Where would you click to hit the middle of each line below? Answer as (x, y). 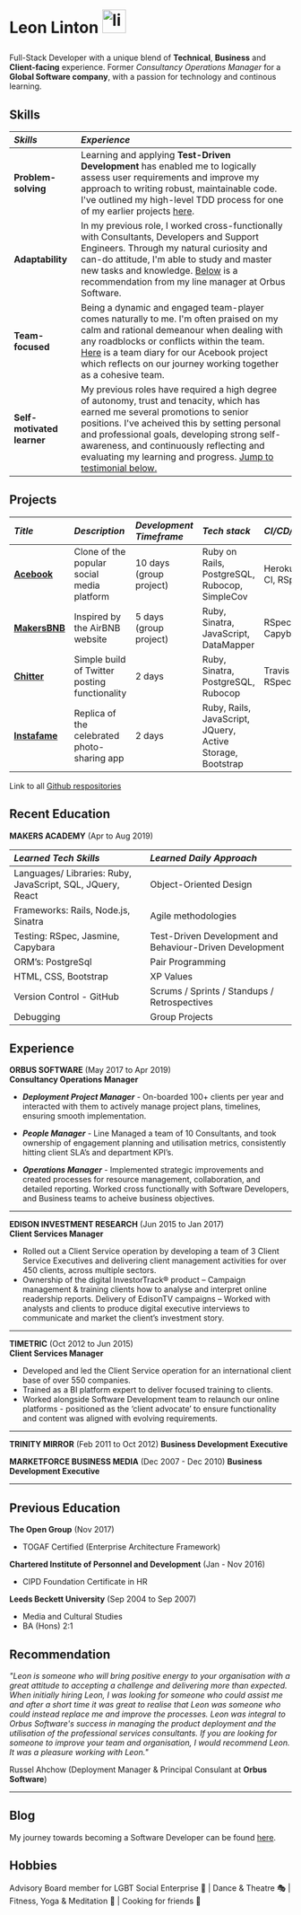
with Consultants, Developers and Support (170, 237)
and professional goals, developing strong (169, 434)
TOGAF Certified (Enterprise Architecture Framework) (121, 1547)
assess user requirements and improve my (170, 177)
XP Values (171, 976)
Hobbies (34, 1866)
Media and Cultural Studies (72, 1617)
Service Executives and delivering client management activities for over (154, 1261)
